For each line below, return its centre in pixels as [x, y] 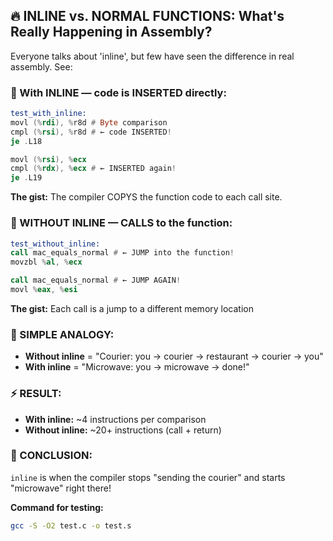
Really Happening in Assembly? [111, 32]
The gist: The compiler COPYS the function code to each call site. [146, 197]
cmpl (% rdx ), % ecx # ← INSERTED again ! [93, 169]
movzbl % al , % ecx [46, 262]
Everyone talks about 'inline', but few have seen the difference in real [152, 56]
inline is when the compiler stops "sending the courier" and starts [148, 477]
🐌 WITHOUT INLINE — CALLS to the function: [121, 223]
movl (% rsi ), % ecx [48, 159]
